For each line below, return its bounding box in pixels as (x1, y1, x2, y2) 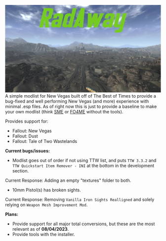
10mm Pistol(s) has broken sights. (12, 187, 82, 193)
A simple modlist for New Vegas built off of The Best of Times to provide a (5, 93, 157, 99)
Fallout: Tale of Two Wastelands (12, 138, 78, 144)
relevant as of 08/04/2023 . (12, 226, 69, 232)
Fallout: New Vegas (12, 128, 52, 134)
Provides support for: (5, 118, 48, 124)
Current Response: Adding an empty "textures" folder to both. (5, 177, 131, 183)
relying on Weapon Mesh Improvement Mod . (5, 202, 88, 207)
